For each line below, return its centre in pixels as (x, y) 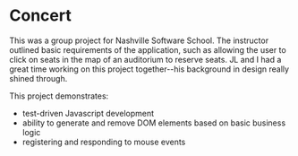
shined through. (38, 78)
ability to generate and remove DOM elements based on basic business (154, 123)
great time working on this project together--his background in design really (149, 69)
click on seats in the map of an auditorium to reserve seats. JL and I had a (145, 59)
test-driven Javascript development (88, 113)
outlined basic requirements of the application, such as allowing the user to (148, 49)
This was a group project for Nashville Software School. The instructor (139, 40)
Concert (40, 16)
